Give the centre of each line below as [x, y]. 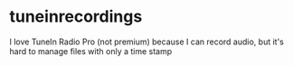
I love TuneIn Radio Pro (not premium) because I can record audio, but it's [147, 42]
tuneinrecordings [76, 17]
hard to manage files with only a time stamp [91, 51]
